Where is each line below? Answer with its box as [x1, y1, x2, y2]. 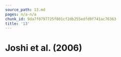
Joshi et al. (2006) [5, 43, 83, 54]
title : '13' [5, 21, 30, 26]
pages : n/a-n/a [5, 12, 37, 17]
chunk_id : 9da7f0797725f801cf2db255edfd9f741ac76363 [5, 16, 117, 21]
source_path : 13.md [5, 7, 46, 12]
